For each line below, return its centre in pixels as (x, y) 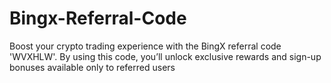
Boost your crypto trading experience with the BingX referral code (145, 46)
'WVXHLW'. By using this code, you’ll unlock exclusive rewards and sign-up (165, 56)
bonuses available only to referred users (92, 67)
